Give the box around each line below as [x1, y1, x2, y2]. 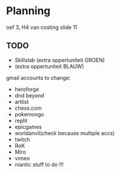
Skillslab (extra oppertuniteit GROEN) [14, 56, 105, 63]
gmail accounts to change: [6, 74, 71, 81]
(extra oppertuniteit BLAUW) [14, 63, 85, 70]
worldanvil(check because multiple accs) [14, 129, 115, 136]
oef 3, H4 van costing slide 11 [6, 24, 78, 31]
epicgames [14, 123, 43, 130]
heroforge [14, 86, 40, 93]
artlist [14, 98, 29, 105]
